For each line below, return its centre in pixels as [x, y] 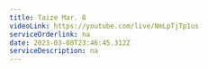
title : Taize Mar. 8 [48, 17]
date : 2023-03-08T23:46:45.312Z [70, 43]
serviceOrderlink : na [50, 34]
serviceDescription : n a [54, 51]
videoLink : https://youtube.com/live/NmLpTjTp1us [104, 26]
